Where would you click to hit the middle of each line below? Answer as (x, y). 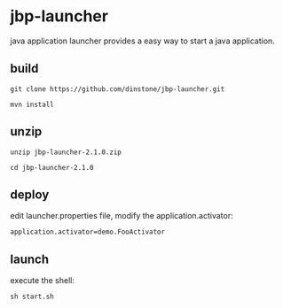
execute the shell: (42, 281)
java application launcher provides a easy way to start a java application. (143, 41)
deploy (30, 194)
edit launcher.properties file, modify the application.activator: (122, 216)
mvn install (32, 104)
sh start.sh (32, 297)
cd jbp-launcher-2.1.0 (52, 167)
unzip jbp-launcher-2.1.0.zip (66, 152)
